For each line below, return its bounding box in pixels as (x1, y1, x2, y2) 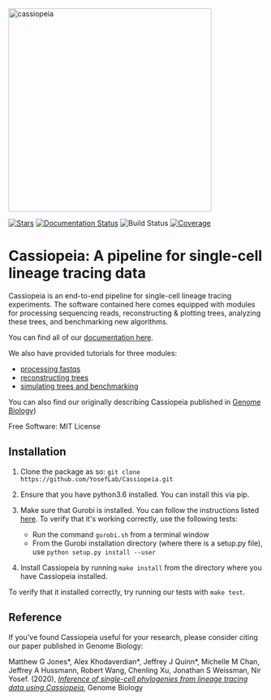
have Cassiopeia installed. (19, 571, 108, 580)
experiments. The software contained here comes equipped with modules (8, 299, 256, 309)
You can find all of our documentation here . (8, 333, 154, 342)
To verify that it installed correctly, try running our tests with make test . (8, 587, 246, 597)
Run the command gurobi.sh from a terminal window (32, 529, 209, 539)
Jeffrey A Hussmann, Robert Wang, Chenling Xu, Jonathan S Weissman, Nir (8, 665, 261, 675)
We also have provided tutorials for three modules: (8, 348, 178, 358)
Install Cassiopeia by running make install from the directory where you (19, 563, 262, 572)
